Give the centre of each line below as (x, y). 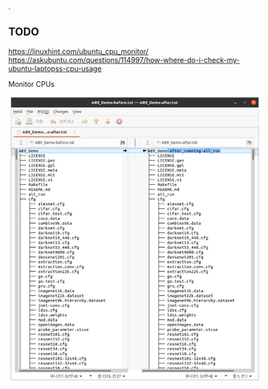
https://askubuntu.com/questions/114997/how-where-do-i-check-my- (124, 59)
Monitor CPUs (31, 84)
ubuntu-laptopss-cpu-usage (55, 68)
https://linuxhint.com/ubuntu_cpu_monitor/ (79, 51)
